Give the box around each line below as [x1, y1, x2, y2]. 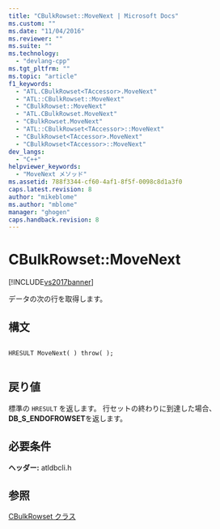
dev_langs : [8, 148, 45, 156]
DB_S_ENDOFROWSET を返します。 [8, 413, 128, 423]
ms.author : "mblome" [8, 200, 78, 209]
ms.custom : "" [8, 19, 57, 28]
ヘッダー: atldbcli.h [8, 462, 72, 472]
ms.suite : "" [8, 42, 53, 50]
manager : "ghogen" [8, 208, 70, 216]
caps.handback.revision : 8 [8, 216, 99, 224]
